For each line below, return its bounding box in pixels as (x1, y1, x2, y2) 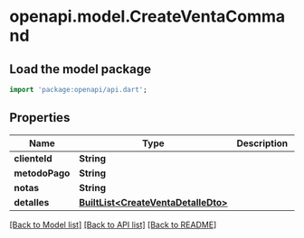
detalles (14, 196, 50, 208)
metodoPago (14, 167, 71, 179)
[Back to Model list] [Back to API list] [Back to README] (9, 219, 217, 230)
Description (236, 137, 289, 150)
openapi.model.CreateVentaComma (9, 6, 286, 27)
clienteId (14, 151, 52, 164)
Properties (9, 110, 71, 125)
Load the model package (9, 61, 152, 77)
